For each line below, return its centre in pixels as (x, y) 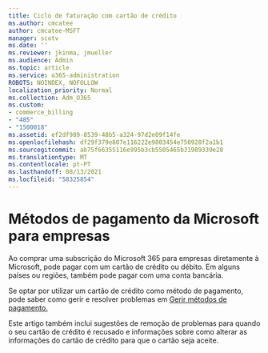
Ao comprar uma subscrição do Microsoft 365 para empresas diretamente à (134, 258)
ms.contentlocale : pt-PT (50, 165)
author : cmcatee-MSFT (44, 30)
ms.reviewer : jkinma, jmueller (60, 53)
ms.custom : (26, 105)
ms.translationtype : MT (48, 157)
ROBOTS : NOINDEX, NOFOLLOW (53, 82)
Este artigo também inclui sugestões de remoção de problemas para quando (134, 323)
